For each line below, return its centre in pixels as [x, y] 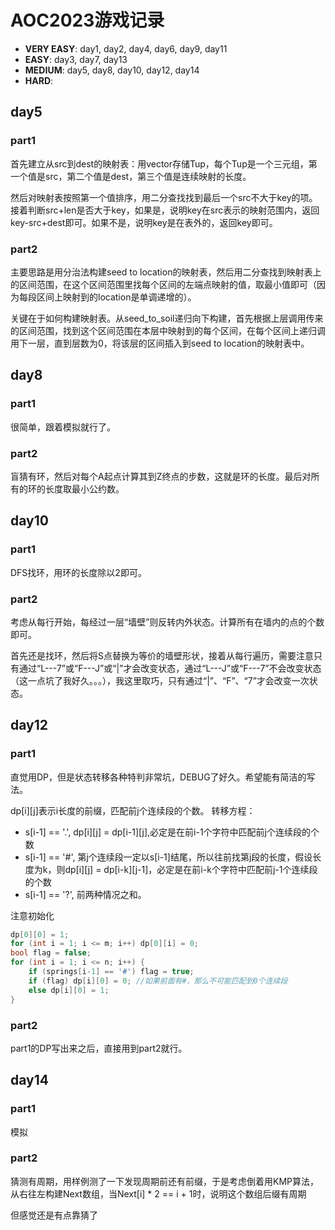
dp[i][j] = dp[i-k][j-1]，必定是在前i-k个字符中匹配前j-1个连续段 [191, 869]
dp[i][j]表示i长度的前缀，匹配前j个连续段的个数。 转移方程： [133, 810]
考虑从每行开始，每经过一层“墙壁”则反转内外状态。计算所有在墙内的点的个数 [167, 622]
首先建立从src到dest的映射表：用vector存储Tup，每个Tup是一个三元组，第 [164, 163]
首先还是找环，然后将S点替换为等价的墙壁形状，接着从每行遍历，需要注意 [162, 655]
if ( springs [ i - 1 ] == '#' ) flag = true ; [111, 972]
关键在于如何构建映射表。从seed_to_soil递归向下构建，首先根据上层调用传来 [167, 318]
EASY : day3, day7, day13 [76, 59]
